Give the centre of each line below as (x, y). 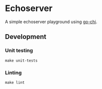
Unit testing (19, 51)
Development (26, 37)
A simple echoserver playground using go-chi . (51, 22)
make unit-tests (21, 61)
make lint (15, 82)
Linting (13, 73)
